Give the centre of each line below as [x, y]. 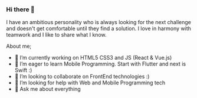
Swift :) [23, 70]
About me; [19, 46]
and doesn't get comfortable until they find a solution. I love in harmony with [99, 28]
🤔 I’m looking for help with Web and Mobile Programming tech [90, 83]
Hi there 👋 [21, 9]
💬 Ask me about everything [47, 89]
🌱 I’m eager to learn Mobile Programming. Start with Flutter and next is [100, 64]
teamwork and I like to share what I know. [56, 35]
